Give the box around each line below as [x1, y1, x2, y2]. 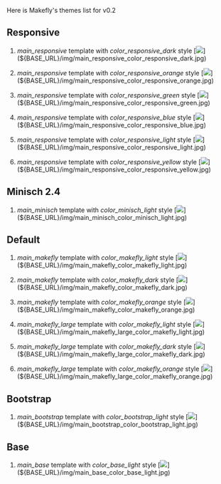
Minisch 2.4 [6, 186, 61, 198]
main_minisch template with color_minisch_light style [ [16, 206, 177, 214]
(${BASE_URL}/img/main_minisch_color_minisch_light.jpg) [16, 213, 188, 221]
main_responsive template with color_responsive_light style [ [16, 135, 196, 144]
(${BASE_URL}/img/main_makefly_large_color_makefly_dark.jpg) [16, 350, 205, 359]
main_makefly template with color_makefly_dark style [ [16, 275, 179, 284]
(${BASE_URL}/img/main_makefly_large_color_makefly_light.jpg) [16, 327, 205, 337]
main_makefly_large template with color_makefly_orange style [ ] [16, 364, 213, 373]
